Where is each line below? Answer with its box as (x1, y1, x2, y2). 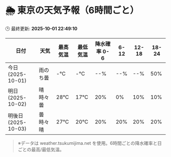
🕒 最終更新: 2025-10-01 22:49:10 (5, 25, 78, 31)
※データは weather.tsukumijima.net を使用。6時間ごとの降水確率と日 (17, 140, 162, 146)
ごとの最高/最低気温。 (17, 146, 65, 152)
